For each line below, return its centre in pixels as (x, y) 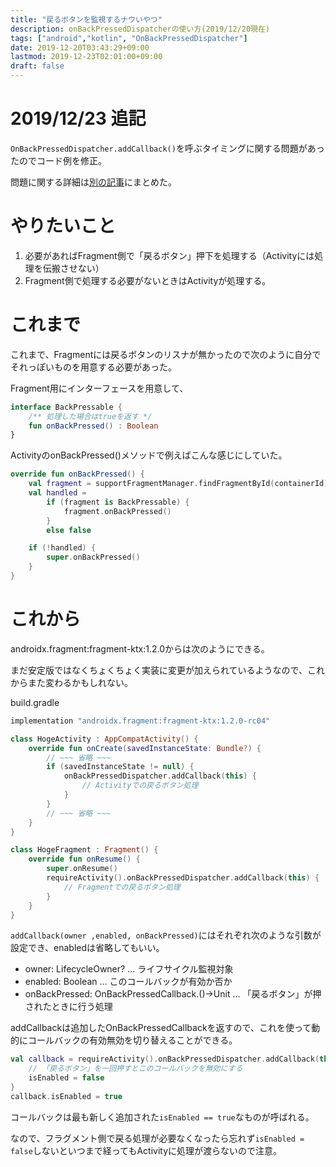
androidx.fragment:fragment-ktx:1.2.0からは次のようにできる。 (140, 648)
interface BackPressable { (66, 407)
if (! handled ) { (62, 548)
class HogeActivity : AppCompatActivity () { (104, 739)
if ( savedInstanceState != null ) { (120, 767)
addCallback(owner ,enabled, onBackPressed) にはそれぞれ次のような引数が (166, 935)
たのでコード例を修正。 (58, 160)
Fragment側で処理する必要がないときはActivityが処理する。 (148, 280)
